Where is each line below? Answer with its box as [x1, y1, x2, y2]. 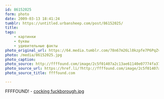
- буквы [14, 39, 29, 44]
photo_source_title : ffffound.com [5, 71, 76, 76]
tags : [5, 30, 16, 35]
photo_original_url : [5, 48, 47, 53]
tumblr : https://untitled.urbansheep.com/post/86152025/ [5, 20, 123, 26]
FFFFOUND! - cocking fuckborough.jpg [5, 88, 84, 94]
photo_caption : [5, 57, 36, 62]
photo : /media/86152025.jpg [5, 52, 62, 58]
